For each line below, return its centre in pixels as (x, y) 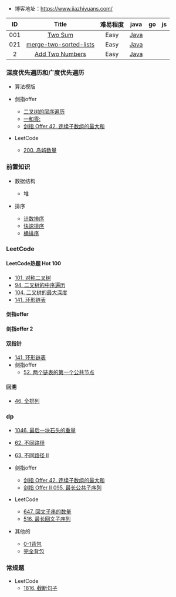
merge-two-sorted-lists (60, 44)
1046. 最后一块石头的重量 (45, 430)
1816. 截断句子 (40, 588)
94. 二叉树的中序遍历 (40, 285)
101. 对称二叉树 (33, 278)
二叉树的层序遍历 (44, 112)
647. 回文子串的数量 (47, 511)
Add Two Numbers (60, 54)
